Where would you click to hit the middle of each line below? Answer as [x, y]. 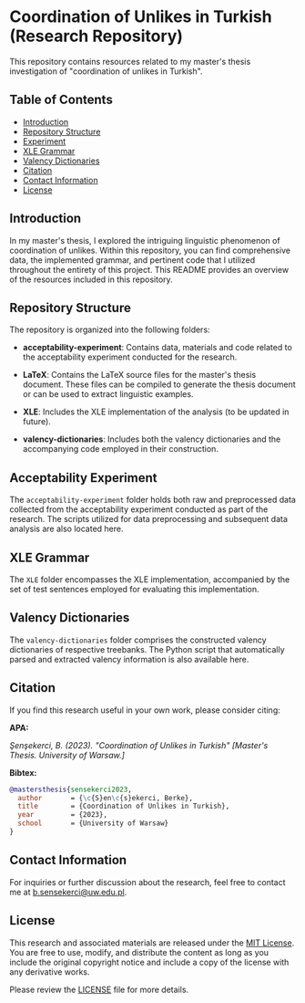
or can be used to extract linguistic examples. [108, 394]
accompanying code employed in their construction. [120, 449]
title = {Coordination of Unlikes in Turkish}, [124, 806]
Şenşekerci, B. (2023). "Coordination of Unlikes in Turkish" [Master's [139, 745]
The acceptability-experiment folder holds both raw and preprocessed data [152, 500]
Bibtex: [23, 772]
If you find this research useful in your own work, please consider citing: [145, 710]
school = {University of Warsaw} [93, 823]
